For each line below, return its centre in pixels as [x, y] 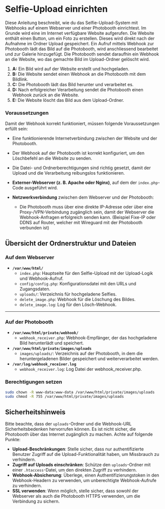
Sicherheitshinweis [35, 412]
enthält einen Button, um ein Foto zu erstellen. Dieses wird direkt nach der [80, 38]
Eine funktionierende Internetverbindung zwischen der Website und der [85, 138]
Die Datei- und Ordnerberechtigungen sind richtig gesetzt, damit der [82, 168]
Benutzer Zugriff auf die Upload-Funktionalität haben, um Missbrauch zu [86, 454]
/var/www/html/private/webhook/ [45, 333]
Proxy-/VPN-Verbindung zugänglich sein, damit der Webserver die [87, 212]
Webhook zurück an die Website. [46, 95]
